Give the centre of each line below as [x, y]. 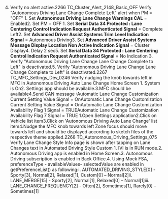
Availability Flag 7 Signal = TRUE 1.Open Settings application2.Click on [83, 116]
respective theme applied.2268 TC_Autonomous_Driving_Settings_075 [83, 137]
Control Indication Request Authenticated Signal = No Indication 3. [81, 56]
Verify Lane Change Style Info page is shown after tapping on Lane [80, 143]
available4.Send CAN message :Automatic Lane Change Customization [84, 94]
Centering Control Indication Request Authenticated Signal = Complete [86, 29]
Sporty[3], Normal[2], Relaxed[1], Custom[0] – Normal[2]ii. [71, 175]
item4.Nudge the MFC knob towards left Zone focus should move [78, 126]
